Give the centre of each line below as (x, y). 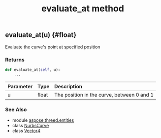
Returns (15, 60)
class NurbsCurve (31, 125)
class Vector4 (26, 131)
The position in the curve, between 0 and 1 (104, 95)
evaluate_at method (83, 9)
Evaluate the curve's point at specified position (53, 47)
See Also (16, 109)
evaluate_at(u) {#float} (41, 35)
